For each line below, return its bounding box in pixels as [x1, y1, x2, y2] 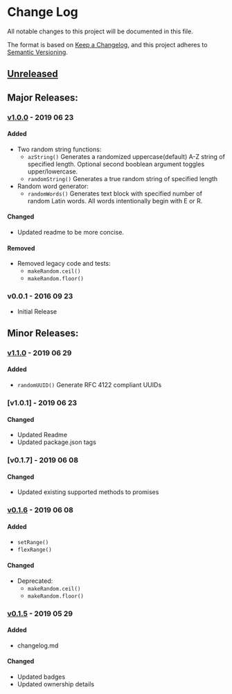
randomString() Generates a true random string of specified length [27, 174, 218, 183]
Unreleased [7, 68, 59, 80]
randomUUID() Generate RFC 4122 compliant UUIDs [17, 381, 162, 389]
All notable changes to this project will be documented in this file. [7, 27, 194, 35]
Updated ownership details [17, 679, 95, 688]
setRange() [17, 539, 49, 546]
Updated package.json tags [17, 438, 97, 446]
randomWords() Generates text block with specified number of [27, 189, 203, 198]
